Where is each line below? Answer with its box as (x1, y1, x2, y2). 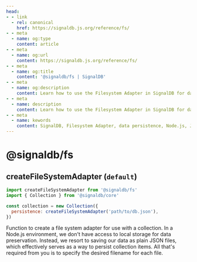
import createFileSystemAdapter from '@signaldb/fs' (6, 187, 138, 193)
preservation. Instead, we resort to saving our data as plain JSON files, (6, 237, 177, 244)
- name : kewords (11, 118, 51, 124)
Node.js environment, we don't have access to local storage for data (6, 231, 171, 238)
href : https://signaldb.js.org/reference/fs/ (16, 25, 130, 31)
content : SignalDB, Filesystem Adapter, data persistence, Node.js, (16, 123, 188, 129)
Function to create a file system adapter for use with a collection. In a (6, 224, 173, 232)
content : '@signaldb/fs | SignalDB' (16, 74, 107, 80)
